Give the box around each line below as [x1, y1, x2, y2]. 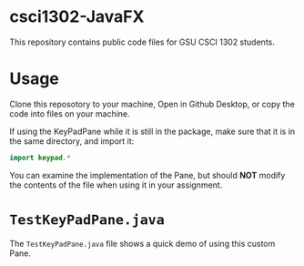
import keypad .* [9, 153, 71, 162]
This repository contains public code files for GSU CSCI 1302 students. [9, 36, 275, 47]
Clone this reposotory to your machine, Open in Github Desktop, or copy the [9, 98, 296, 109]
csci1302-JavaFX [9, 6, 145, 27]
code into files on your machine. [9, 107, 130, 119]
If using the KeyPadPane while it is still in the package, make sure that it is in [9, 126, 296, 137]
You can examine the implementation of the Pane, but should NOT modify [9, 169, 286, 180]
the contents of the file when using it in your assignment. [9, 179, 223, 190]
